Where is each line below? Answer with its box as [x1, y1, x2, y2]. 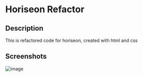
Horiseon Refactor [5, 4, 85, 15]
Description [5, 24, 43, 33]
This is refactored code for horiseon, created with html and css [5, 37, 138, 43]
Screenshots [5, 52, 47, 61]
